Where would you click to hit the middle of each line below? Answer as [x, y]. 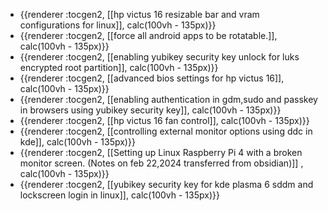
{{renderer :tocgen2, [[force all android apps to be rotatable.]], [148, 35]
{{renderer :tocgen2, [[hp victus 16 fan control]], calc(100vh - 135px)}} [164, 120]
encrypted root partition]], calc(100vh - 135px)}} [119, 67]
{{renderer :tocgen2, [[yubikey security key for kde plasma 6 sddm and [166, 184]
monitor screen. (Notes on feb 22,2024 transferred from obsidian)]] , [161, 163]
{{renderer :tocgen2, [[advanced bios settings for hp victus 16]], [152, 78]
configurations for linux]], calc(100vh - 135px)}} [118, 25]
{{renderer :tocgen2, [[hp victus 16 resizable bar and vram [139, 14]
